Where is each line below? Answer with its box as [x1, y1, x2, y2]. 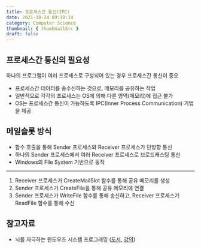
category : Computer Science [6, 20, 77, 26]
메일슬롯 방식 [6, 127, 52, 137]
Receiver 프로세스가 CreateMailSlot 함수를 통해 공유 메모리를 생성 [14, 176, 170, 184]
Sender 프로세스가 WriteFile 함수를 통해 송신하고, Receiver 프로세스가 [14, 191, 180, 199]
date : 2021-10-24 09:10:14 [6, 14, 74, 20]
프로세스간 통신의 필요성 [6, 55, 90, 65]
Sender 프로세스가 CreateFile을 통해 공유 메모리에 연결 [14, 184, 145, 191]
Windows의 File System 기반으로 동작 [14, 158, 105, 166]
